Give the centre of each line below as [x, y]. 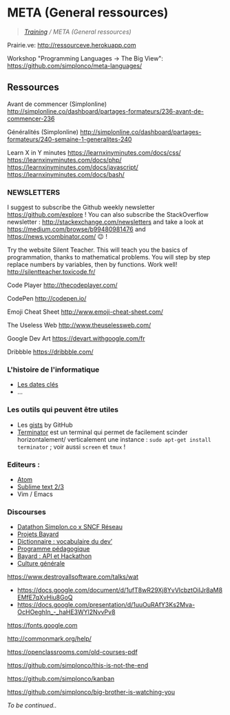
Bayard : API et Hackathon [54, 556]
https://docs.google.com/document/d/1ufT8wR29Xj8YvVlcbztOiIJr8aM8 [119, 590]
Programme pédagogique [53, 549]
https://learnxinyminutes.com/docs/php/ [64, 160]
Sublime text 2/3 [40, 487]
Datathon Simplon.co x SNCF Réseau [70, 527]
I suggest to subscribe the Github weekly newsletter [81, 207]
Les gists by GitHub [45, 425]
